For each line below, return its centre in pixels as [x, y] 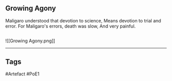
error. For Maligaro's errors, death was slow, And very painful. [71, 26]
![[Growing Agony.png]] [30, 41]
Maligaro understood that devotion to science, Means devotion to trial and [83, 20]
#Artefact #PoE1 [23, 74]
